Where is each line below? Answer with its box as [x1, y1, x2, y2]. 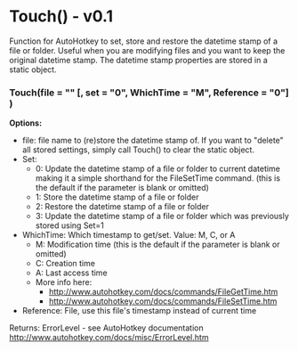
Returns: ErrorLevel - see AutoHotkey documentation [9, 322, 204, 333]
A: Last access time [35, 267, 109, 278]
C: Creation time [35, 258, 96, 269]
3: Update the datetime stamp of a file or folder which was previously [35, 211, 289, 222]
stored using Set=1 [35, 220, 105, 231]
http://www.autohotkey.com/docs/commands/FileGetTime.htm [48, 287, 278, 298]
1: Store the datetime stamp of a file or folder [35, 192, 199, 202]
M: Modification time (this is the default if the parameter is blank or [35, 239, 280, 250]
